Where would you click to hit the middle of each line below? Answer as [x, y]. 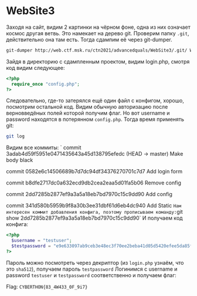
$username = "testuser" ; [42, 241]
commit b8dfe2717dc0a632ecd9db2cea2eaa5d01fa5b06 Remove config [94, 183]
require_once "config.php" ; [46, 84]
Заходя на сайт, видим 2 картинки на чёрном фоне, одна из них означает [98, 27]
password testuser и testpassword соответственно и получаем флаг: [91, 275]
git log [16, 136]
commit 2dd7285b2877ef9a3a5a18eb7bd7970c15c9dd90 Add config [89, 194]
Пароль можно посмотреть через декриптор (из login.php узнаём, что [95, 263]
